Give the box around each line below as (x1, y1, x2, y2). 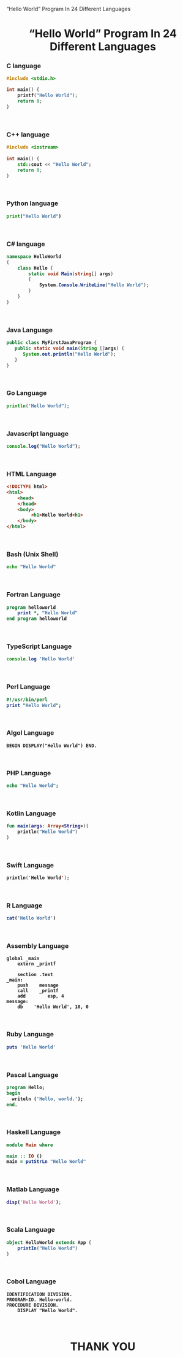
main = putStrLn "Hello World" (6, 1159, 86, 1165)
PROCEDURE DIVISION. (6, 1302, 59, 1308)
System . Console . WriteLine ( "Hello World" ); (39, 282, 149, 288)
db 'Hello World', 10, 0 (17, 1004, 89, 1010)
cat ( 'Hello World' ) (6, 915, 56, 921)
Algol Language (6, 729, 54, 737)
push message (17, 982, 59, 988)
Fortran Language (6, 590, 61, 599)
